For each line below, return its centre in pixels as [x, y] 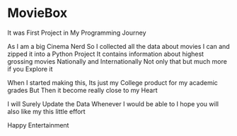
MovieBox [37, 13]
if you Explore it [30, 69]
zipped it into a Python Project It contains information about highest [105, 54]
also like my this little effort [47, 111]
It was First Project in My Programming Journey [77, 33]
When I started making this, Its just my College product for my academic [112, 82]
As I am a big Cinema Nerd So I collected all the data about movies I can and [118, 46]
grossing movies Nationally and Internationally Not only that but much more [117, 61]
